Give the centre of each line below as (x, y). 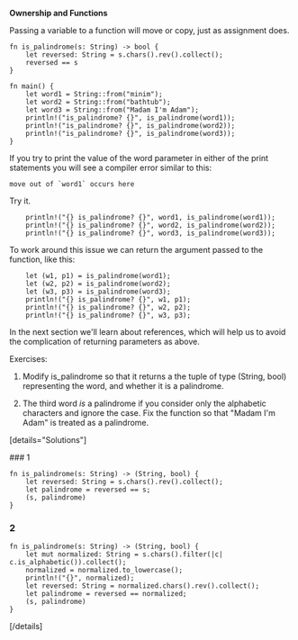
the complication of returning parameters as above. (104, 342)
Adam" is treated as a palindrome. (86, 423)
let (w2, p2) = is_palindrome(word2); (98, 284)
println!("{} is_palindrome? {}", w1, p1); (108, 300)
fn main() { (32, 86)
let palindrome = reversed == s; (88, 490)
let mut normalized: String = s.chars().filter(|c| (124, 554)
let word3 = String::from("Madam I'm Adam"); (113, 110)
